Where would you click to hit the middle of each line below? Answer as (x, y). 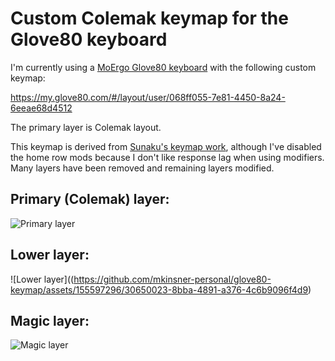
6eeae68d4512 (41, 108)
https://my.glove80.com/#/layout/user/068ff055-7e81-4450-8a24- (148, 97)
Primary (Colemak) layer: (90, 199)
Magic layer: (50, 320)
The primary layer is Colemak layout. (86, 127)
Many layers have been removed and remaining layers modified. (142, 168)
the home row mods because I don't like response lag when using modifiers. (167, 157)
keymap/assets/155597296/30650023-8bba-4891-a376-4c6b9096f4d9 (159, 289)
